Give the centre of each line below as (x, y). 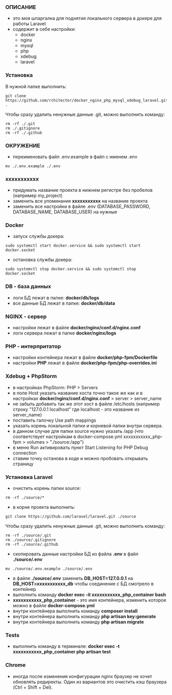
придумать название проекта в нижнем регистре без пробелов (82, 190)
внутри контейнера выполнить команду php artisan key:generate (84, 616)
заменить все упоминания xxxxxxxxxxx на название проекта (80, 201)
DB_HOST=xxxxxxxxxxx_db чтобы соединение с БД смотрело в (83, 584)
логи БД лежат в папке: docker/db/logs (56, 297)
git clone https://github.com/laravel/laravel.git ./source (71, 517)
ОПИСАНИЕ (21, 7)
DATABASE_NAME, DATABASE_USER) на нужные (65, 212)
